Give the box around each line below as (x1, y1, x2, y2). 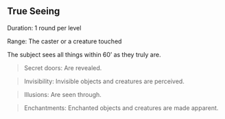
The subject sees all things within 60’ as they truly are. (7, 50, 161, 58)
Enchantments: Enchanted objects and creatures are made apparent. (23, 103, 219, 112)
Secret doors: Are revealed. (23, 63, 102, 72)
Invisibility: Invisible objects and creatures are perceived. (23, 77, 185, 85)
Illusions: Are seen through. (23, 90, 102, 98)
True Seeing (7, 6, 60, 17)
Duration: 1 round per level (7, 23, 82, 32)
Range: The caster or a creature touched (7, 37, 122, 45)
